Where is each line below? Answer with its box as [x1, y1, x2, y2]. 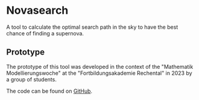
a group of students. [6, 75, 57, 83]
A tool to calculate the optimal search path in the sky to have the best [6, 23, 178, 31]
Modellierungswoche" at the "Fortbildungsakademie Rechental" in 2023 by [6, 69, 192, 77]
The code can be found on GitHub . [6, 87, 92, 95]
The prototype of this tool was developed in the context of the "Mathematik [6, 63, 194, 70]
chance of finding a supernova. [6, 29, 84, 37]
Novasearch [6, 4, 69, 17]
